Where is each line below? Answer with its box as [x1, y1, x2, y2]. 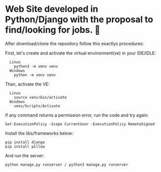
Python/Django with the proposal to [5, 14, 154, 25]
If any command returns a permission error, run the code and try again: [5, 112, 149, 118]
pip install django [5, 140, 45, 144]
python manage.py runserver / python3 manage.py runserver [5, 162, 129, 167]
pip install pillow [5, 144, 45, 149]
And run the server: [5, 152, 45, 158]
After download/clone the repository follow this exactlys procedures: [5, 40, 144, 46]
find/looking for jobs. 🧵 [5, 25, 101, 35]
